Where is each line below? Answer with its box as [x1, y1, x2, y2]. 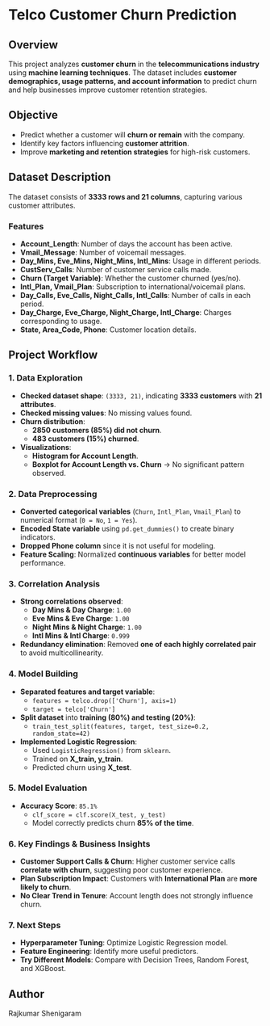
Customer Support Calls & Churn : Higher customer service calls [19, 856, 235, 866]
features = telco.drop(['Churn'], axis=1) [31, 696, 177, 704]
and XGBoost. [19, 964, 66, 973]
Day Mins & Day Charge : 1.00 [31, 605, 131, 615]
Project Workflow [8, 348, 98, 362]
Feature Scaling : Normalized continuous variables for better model [19, 549, 246, 559]
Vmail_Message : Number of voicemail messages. [19, 247, 187, 257]
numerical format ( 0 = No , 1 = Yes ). [19, 515, 138, 524]
